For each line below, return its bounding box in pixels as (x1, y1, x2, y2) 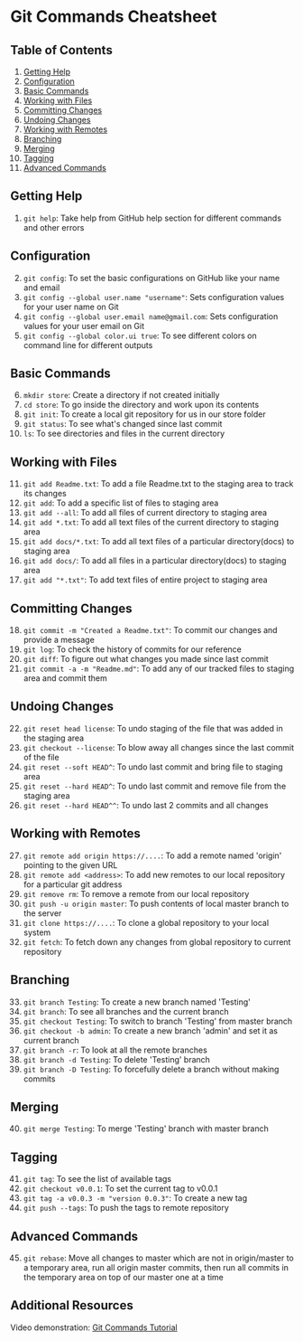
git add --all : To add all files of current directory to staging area (23, 507, 268, 518)
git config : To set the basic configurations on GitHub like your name (23, 272, 280, 283)
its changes (23, 488, 67, 499)
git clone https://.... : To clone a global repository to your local (23, 917, 270, 928)
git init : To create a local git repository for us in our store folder (23, 409, 266, 420)
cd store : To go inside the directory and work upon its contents (23, 400, 260, 411)
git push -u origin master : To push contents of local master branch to (23, 898, 289, 909)
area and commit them (23, 673, 107, 684)
